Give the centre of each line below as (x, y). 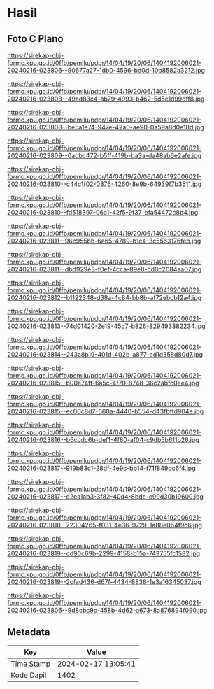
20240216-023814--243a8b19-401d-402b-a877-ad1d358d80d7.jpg (105, 354)
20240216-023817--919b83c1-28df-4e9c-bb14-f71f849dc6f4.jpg (101, 468)
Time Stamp (31, 664)
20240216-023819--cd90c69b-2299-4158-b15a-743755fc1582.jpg (104, 553)
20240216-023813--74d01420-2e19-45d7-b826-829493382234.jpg (106, 326)
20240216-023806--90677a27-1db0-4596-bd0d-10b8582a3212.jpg (106, 70)
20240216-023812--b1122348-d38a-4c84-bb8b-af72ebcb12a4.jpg (104, 298)
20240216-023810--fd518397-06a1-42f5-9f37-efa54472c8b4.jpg (102, 212)
